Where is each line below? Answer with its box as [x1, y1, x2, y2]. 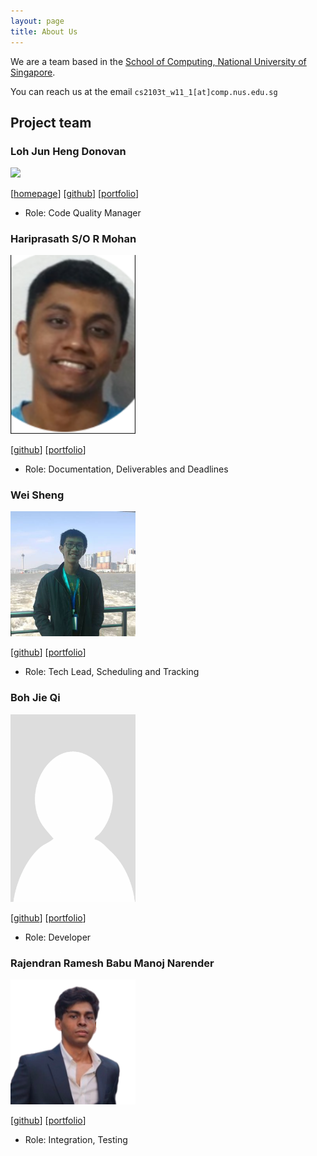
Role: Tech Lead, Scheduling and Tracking [24, 666, 200, 678]
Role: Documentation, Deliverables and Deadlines [24, 463, 229, 475]
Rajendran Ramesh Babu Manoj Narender [10, 956, 215, 970]
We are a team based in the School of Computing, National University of [10, 55, 307, 67]
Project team [10, 114, 92, 131]
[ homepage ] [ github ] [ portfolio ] [10, 188, 140, 200]
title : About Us [10, 26, 78, 37]
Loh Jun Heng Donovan [10, 144, 127, 158]
